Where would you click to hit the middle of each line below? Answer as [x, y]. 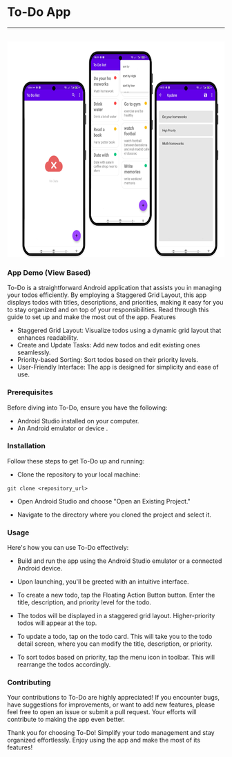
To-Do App [39, 12]
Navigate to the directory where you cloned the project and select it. [114, 515]
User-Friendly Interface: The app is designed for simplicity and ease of [118, 367]
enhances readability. [48, 338]
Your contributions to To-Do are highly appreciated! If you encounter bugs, [113, 698]
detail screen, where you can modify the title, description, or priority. [115, 644]
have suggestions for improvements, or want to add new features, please [111, 705]
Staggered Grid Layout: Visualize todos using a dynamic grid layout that [119, 330]
